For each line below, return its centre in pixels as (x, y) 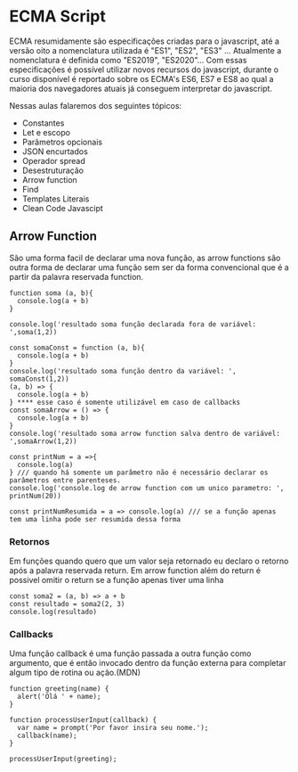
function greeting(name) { (59, 689)
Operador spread (54, 160)
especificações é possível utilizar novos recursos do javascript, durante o (144, 70)
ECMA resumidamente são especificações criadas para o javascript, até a (145, 41)
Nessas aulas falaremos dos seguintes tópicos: (96, 105)
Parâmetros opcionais (62, 142)
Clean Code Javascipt (63, 208)
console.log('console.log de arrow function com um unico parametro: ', (147, 488)
